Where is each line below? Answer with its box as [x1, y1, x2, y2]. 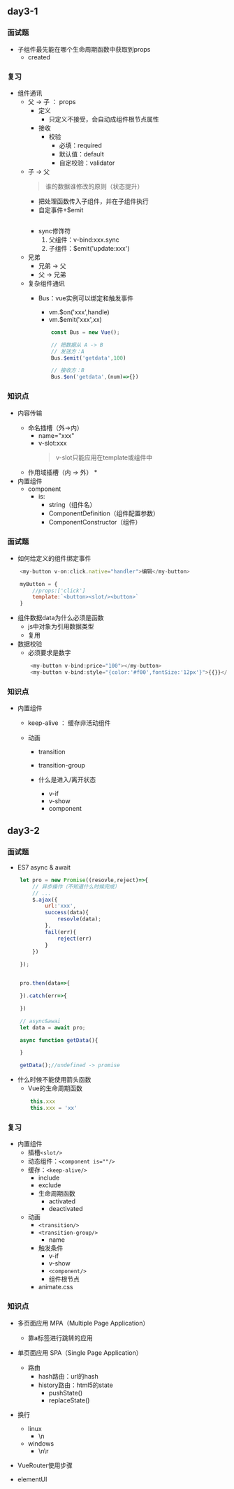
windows [27, 1439, 54, 1448]
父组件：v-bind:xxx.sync [48, 235, 120, 244]
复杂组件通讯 [27, 279, 65, 287]
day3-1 [7, 6, 38, 17]
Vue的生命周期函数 [27, 1084, 82, 1092]
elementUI [17, 1475, 47, 1483]
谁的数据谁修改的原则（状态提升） [45, 182, 144, 191]
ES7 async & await [17, 863, 71, 872]
